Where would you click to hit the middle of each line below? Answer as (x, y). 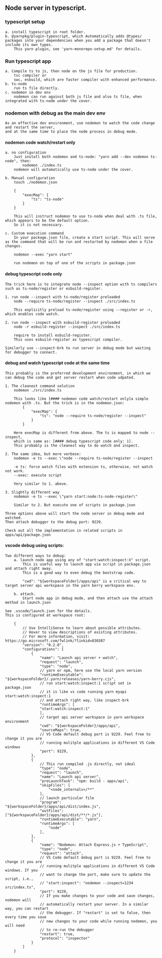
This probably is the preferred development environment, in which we (78, 373)
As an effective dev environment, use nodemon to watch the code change (80, 123)
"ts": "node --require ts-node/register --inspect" (93, 416)
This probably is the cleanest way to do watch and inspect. (77, 445)
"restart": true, (57, 934)
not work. (15, 471)
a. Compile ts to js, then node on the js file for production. (71, 71)
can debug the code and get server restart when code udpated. (70, 377)
